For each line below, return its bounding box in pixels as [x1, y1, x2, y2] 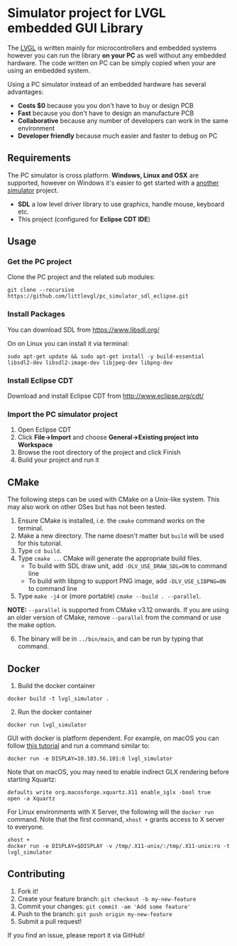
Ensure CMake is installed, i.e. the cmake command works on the [17, 516, 205, 525]
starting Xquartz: [7, 775, 57, 783]
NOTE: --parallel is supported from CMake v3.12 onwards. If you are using [7, 606, 229, 614]
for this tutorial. [17, 539, 62, 548]
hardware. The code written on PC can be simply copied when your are [7, 58, 216, 67]
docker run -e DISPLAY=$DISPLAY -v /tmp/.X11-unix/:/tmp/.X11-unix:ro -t [7, 842, 231, 849]
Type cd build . [17, 547, 62, 555]
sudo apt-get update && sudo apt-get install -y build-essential [7, 353, 204, 360]
